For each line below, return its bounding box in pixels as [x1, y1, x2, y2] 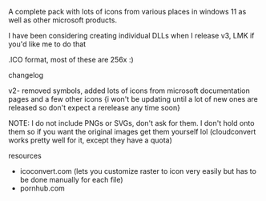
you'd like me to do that [8, 39, 87, 49]
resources [8, 151, 42, 160]
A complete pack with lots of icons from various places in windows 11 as [8, 7, 247, 16]
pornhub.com [19, 183, 66, 193]
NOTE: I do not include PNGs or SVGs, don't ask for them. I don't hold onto [8, 119, 255, 127]
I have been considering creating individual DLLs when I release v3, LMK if [8, 31, 255, 40]
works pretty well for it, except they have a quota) [8, 135, 172, 145]
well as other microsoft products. [8, 15, 118, 25]
